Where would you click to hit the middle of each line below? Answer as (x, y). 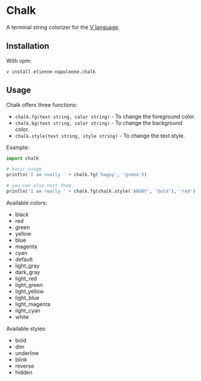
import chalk (23, 158)
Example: (18, 147)
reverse (24, 366)
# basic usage (24, 169)
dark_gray (27, 272)
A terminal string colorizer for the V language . (63, 27)
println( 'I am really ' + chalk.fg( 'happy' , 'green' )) (77, 175)
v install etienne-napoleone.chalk (51, 72)
